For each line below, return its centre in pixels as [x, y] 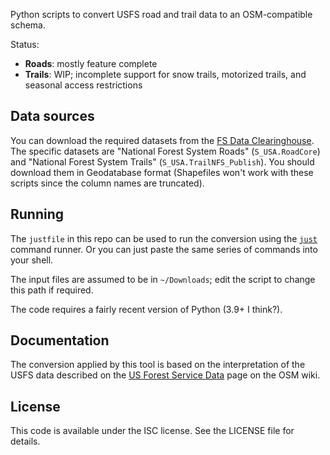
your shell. [32, 260]
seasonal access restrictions [83, 85]
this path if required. [52, 290]
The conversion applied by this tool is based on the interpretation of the [158, 365]
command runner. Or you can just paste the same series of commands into [164, 249]
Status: [25, 44]
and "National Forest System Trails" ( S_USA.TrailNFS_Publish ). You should [162, 161]
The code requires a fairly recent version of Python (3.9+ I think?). [146, 309]
